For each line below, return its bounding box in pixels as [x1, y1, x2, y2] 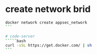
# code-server [5, 33, 36, 38]
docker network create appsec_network [5, 20, 87, 25]
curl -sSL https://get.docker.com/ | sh [5, 43, 92, 48]
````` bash [5, 38, 26, 43]
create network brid [5, 3, 91, 15]
